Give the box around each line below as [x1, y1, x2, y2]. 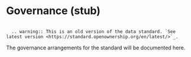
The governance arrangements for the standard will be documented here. [6, 44, 186, 51]
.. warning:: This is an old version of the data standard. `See [11, 28, 176, 35]
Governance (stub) [6, 4, 101, 18]
